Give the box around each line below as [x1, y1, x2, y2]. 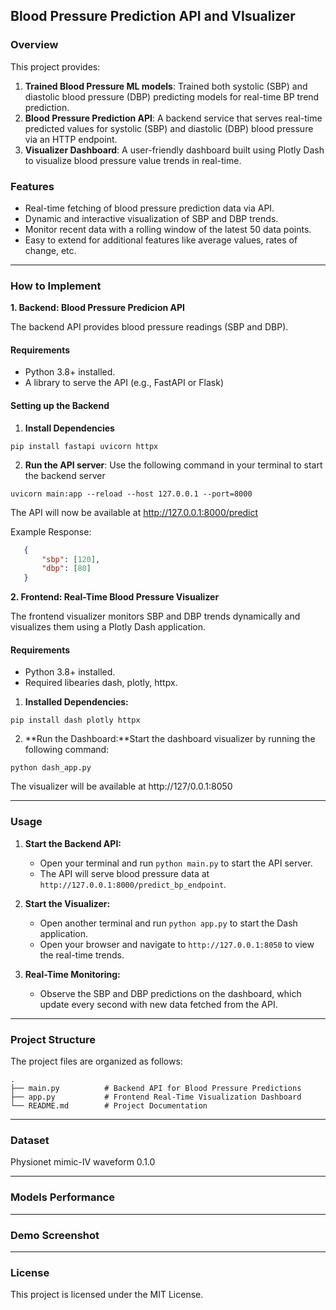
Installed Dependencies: [24, 696, 129, 708]
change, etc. [24, 244, 77, 256]
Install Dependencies [24, 422, 115, 434]
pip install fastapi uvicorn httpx [10, 441, 159, 451]
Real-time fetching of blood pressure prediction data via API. [24, 202, 275, 214]
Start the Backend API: [24, 837, 122, 849]
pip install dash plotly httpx [10, 715, 141, 726]
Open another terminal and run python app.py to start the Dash [39, 917, 298, 929]
